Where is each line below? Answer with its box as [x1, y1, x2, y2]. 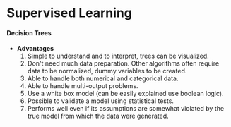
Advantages [16, 44, 54, 53]
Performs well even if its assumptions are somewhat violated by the [27, 104, 224, 113]
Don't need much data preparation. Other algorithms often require [27, 59, 220, 68]
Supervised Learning [6, 5, 132, 21]
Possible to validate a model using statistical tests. [27, 97, 174, 105]
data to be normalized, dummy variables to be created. [27, 67, 187, 75]
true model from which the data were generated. [27, 111, 169, 121]
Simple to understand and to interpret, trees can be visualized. [27, 52, 209, 61]
